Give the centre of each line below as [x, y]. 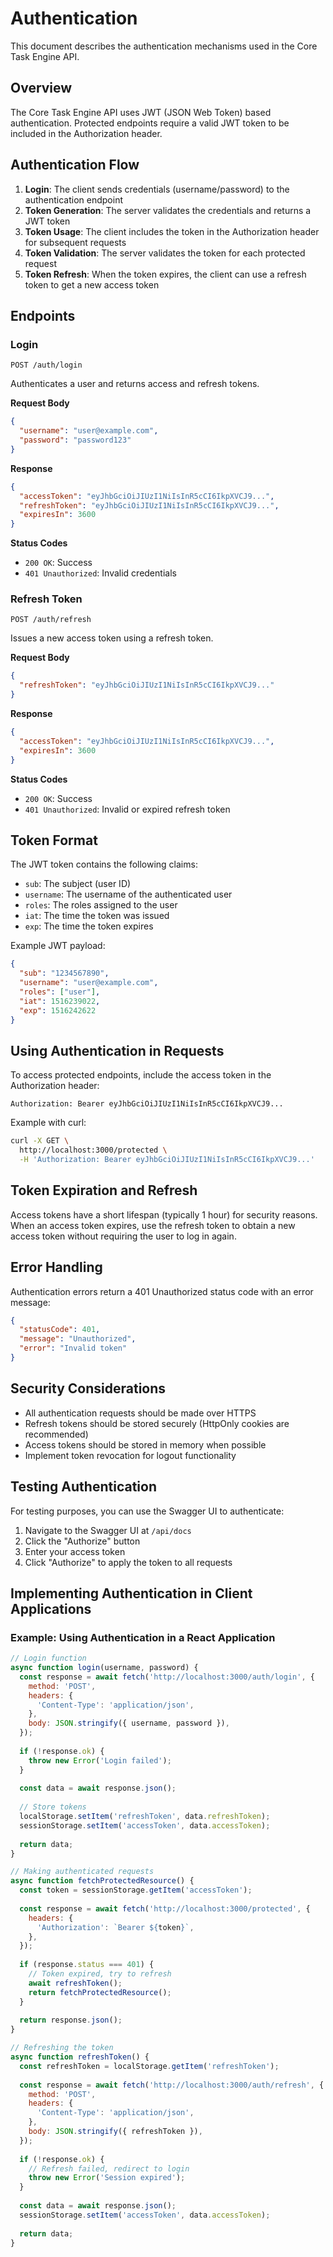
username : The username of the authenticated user [128, 894]
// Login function [48, 1658]
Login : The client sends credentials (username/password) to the [157, 189]
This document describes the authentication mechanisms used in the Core [164, 46]
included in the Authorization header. [86, 133]
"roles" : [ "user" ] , [60, 992]
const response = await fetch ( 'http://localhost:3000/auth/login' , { [167, 1677]
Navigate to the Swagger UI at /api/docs [108, 1530]
